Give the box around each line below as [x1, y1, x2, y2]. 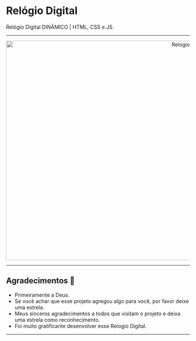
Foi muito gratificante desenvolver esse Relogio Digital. [14, 322, 147, 329]
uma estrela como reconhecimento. [14, 316, 100, 323]
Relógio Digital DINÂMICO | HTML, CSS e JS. [6, 23, 114, 30]
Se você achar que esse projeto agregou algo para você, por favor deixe [14, 297, 189, 305]
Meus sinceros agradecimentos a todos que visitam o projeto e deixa [14, 310, 181, 317]
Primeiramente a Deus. [14, 291, 70, 298]
